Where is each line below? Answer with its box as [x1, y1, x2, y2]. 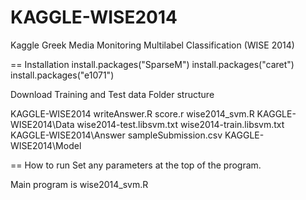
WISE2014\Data [10, 118, 75, 130]
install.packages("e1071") [10, 69, 115, 81]
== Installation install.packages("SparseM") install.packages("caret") [10, 58, 295, 70]
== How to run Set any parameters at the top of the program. [10, 159, 262, 171]
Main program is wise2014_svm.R [10, 178, 149, 190]
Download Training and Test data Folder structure [10, 88, 215, 100]
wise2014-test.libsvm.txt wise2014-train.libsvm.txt [76, 118, 285, 130]
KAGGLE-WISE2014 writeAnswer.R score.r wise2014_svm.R [10, 107, 255, 120]
